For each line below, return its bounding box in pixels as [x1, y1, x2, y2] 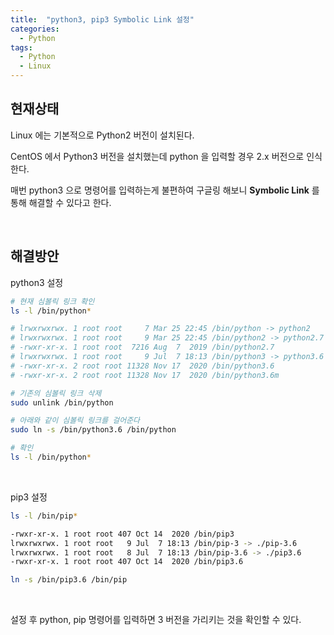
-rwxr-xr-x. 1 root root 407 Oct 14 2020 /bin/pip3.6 [10, 557, 244, 567]
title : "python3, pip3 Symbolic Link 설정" [10, 14, 195, 25]
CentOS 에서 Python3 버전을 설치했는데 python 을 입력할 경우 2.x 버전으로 [10, 150, 305, 162]
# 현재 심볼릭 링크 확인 [10, 296, 95, 306]
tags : [10, 42, 33, 53]
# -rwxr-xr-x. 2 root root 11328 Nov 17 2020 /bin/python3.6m [10, 370, 280, 380]
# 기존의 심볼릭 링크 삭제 [10, 388, 102, 398]
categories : [10, 24, 60, 34]
